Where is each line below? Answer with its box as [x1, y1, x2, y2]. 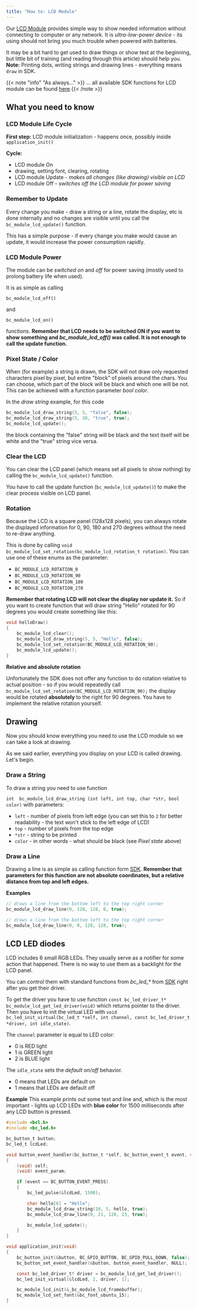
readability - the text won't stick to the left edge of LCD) [14, 818, 150, 825]
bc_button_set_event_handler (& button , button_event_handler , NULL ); [16, 1260, 188, 1266]
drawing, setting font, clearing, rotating [14, 167, 110, 174]
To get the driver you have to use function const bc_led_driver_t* [6, 996, 167, 1003]
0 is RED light [14, 1043, 47, 1050]
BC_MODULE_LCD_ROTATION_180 [14, 579, 83, 585]
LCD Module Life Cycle [6, 120, 72, 128]
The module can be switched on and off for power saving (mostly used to [6, 266, 184, 273]
